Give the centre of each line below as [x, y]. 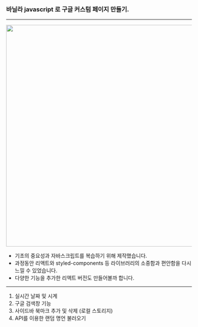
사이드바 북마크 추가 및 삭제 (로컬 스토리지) [64, 311]
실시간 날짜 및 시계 [36, 296]
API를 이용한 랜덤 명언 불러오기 [50, 318]
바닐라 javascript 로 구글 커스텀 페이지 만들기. [68, 9]
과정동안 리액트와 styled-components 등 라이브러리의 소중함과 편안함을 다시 [103, 263]
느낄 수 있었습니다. [36, 271]
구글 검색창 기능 [33, 303]
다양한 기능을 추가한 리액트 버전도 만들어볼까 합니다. [74, 278]
